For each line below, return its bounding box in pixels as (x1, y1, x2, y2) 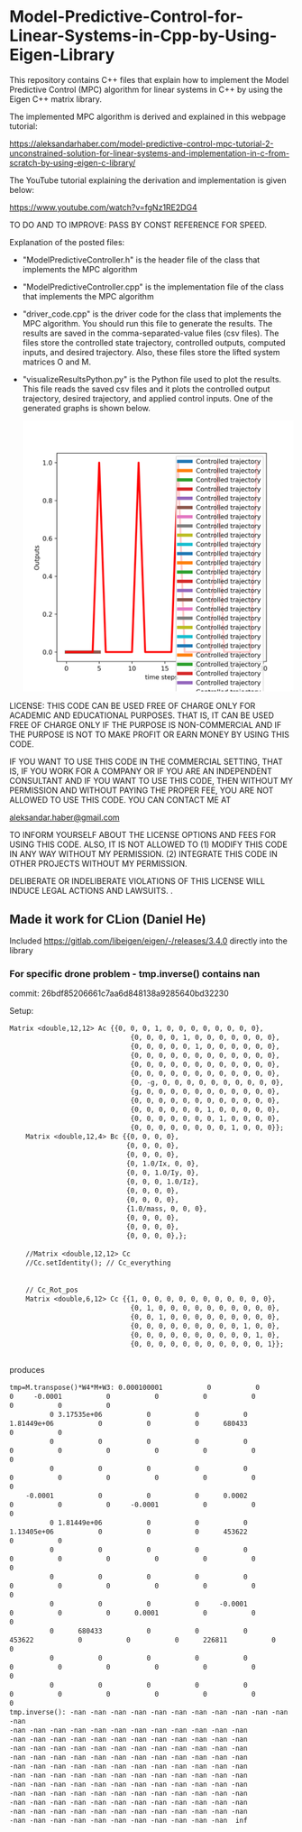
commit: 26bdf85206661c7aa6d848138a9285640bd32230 (9, 988, 230, 999)
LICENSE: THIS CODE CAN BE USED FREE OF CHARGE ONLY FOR (9, 701, 256, 712)
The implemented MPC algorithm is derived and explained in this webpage (9, 111, 287, 122)
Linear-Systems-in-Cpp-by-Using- (9, 25, 278, 46)
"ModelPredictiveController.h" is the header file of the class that (22, 254, 261, 265)
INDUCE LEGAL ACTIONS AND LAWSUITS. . (9, 886, 173, 897)
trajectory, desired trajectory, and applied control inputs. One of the (22, 392, 273, 403)
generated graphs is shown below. (22, 402, 151, 413)
